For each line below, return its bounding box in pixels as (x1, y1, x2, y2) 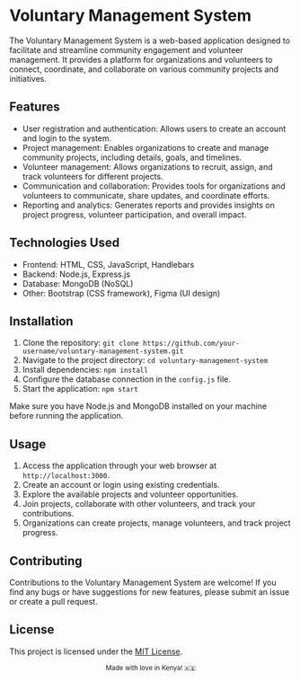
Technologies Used (9, 235, 119, 251)
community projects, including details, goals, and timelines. (22, 152, 243, 163)
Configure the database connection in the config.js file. (22, 374, 231, 385)
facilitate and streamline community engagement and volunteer (9, 44, 244, 55)
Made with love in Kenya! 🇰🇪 (105, 663, 197, 672)
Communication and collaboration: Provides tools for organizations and (22, 181, 286, 191)
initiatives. (9, 73, 48, 84)
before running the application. (9, 411, 124, 421)
